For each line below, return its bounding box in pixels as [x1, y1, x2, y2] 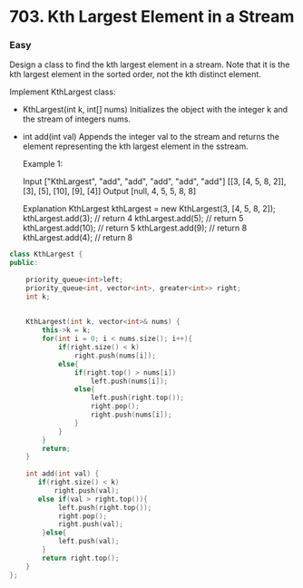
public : [9, 259, 39, 268]
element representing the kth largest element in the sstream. [22, 141, 249, 152]
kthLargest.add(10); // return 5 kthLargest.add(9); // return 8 [22, 222, 248, 233]
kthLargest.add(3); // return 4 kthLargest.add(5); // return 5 [22, 213, 244, 224]
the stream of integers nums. [22, 113, 132, 124]
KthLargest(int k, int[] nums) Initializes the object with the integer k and [22, 104, 288, 115]
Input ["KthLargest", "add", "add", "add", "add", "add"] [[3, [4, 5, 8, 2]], [22, 176, 287, 187]
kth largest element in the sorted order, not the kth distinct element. [9, 69, 261, 80]
